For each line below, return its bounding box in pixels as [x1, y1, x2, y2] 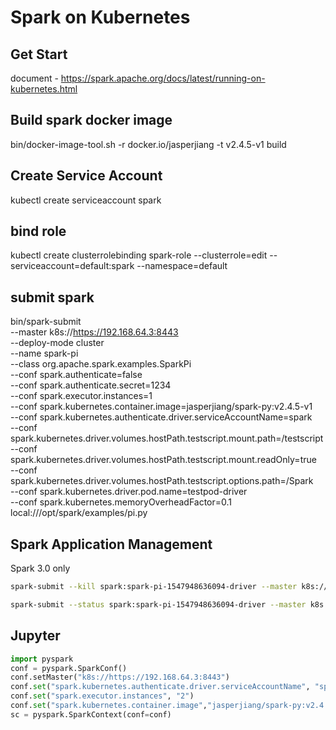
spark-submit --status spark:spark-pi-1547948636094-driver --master [10, 599, 307, 610]
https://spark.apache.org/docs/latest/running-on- [60, 72, 266, 84]
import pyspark [10, 654, 74, 664]
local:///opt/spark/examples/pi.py [10, 507, 148, 519]
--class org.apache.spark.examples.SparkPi [10, 358, 192, 370]
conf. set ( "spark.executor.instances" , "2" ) [10, 691, 195, 701]
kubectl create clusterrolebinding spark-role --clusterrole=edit [10, 249, 268, 261]
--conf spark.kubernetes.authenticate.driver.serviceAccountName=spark [10, 411, 313, 423]
